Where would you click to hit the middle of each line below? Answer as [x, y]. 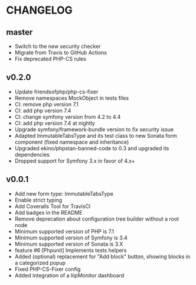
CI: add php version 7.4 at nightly [55, 123]
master [19, 32]
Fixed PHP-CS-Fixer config [48, 269]
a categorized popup [40, 263]
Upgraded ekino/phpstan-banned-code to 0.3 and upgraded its [92, 148]
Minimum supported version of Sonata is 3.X [69, 244]
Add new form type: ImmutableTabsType [64, 193]
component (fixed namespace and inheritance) [72, 142]
